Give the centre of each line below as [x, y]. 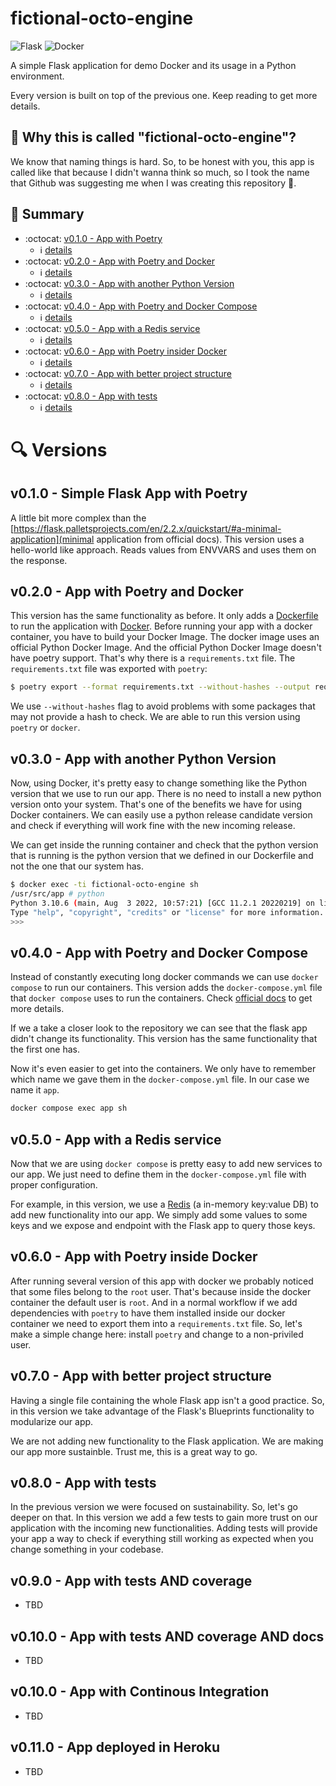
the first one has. [45, 1049]
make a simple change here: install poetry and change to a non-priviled [157, 1334]
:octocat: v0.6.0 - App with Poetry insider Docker [126, 351]
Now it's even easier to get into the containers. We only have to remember [163, 1069]
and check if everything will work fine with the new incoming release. [153, 826]
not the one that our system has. [77, 866]
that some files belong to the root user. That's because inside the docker [161, 1291]
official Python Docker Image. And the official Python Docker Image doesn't [166, 648]
